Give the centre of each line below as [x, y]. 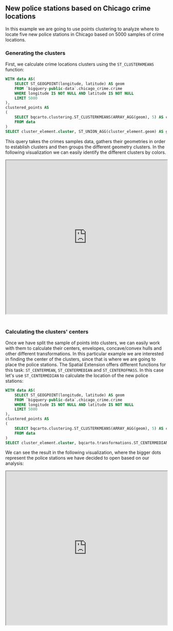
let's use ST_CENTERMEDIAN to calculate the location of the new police [77, 375]
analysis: [15, 463]
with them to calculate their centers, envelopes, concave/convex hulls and [84, 348]
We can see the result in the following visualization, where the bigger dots [83, 452]
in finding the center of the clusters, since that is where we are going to [81, 359]
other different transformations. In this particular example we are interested [84, 353]
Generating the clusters [35, 53]
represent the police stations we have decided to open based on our [77, 458]
